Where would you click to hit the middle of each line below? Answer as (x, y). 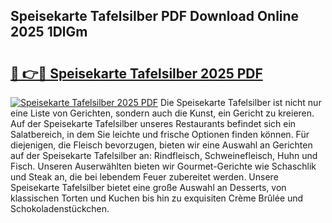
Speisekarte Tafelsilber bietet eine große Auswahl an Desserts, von (148, 187)
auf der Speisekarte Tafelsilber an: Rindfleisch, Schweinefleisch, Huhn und (164, 155)
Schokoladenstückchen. (60, 208)
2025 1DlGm (49, 32)
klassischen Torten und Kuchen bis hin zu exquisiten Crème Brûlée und (157, 198)
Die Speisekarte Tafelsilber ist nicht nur (240, 102)
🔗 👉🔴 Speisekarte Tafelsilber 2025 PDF (136, 73)
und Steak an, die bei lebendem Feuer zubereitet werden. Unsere (144, 177)
